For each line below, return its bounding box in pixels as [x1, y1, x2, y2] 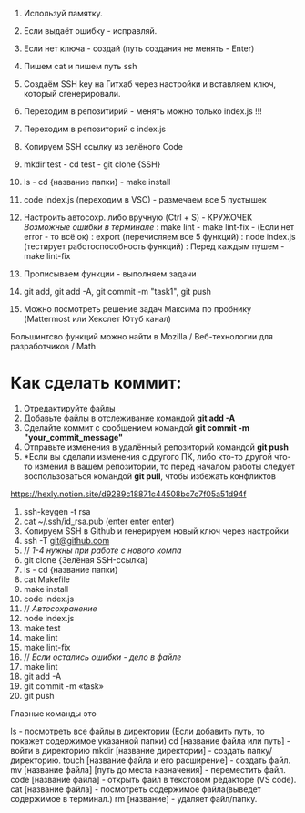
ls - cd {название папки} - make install [23, 177, 171, 187]
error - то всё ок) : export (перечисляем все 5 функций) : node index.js [23, 232, 296, 242]
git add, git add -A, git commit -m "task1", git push [23, 287, 212, 297]
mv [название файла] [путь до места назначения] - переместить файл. [10, 764, 286, 775]
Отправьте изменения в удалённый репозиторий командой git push [23, 442, 290, 453]
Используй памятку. [23, 8, 103, 18]
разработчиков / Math [10, 341, 97, 351]
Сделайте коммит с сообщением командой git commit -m [23, 422, 249, 433]
